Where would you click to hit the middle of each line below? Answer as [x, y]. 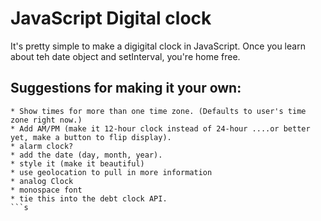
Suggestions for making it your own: [126, 88]
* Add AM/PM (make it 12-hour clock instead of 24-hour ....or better [160, 128]
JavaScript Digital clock [111, 18]
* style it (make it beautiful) [77, 163]
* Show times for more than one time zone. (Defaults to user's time [158, 111]
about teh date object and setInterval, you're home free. [125, 56]
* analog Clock [42, 181]
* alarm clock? [42, 146]
